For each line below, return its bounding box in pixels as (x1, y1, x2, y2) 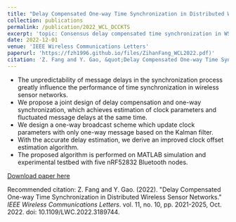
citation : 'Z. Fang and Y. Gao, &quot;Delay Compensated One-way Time (7, 56, 218, 63)
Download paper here (7, 171, 70, 180)
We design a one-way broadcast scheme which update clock (17, 121, 195, 129)
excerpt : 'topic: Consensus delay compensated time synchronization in (7, 30, 221, 37)
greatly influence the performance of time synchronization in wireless (17, 82, 219, 92)
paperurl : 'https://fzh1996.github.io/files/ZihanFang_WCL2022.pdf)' (7, 50, 216, 57)
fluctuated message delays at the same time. (17, 113, 147, 121)
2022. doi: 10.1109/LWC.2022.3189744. (7, 207, 120, 216)
